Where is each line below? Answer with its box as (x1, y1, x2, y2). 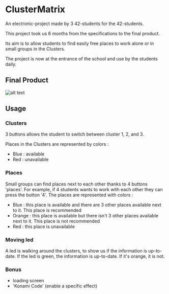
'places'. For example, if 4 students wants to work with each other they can (5, 186, 163, 192)
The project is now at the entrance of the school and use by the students (5, 55, 158, 62)
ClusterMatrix (5, 4, 65, 15)
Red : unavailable (12, 156, 49, 163)
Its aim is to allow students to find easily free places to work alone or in (5, 40, 154, 47)
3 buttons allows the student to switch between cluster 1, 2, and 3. (5, 131, 144, 138)
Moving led (5, 236, 34, 243)
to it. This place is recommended (12, 207, 82, 213)
